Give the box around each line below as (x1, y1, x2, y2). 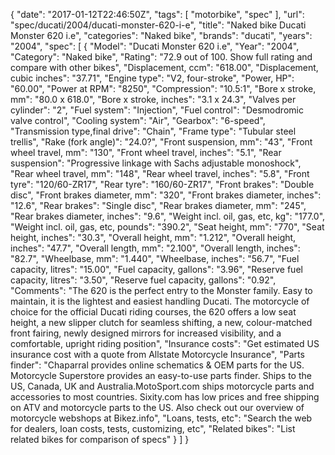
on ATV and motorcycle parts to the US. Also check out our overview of (10, 402, 305, 413)
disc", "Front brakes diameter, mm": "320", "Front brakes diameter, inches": (10, 189, 322, 201)
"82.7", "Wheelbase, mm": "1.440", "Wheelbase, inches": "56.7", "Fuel (10, 253, 300, 264)
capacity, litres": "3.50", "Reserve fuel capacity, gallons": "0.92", (10, 274, 277, 286)
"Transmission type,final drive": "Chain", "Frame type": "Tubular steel (10, 125, 297, 137)
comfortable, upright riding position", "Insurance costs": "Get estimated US (10, 338, 320, 349)
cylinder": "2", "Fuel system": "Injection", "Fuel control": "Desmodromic (10, 104, 304, 116)
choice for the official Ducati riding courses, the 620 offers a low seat (10, 306, 297, 318)
